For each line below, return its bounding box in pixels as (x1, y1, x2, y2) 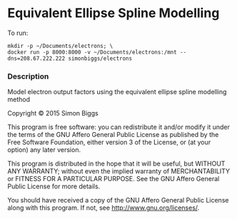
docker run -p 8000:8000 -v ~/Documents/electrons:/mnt (7, 49, 177, 56)
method (7, 95, 31, 104)
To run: (7, 29, 29, 37)
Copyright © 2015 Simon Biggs (7, 109, 99, 118)
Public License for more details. (7, 182, 101, 190)
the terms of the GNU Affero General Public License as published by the (7, 131, 219, 139)
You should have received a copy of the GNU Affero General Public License (7, 196, 229, 205)
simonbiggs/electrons (68, 55, 133, 62)
